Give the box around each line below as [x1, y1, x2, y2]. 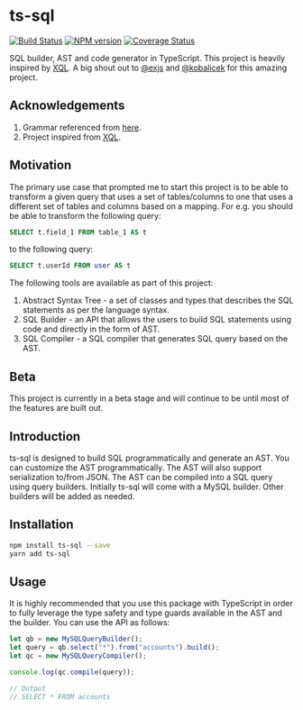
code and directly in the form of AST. [22, 323, 161, 334]
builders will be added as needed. [9, 490, 135, 501]
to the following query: [9, 244, 93, 255]
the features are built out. [9, 403, 104, 414]
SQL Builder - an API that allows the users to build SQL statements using [22, 314, 291, 325]
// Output [9, 684, 47, 693]
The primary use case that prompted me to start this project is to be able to [9, 181, 289, 192]
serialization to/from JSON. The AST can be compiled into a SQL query [9, 471, 273, 482]
